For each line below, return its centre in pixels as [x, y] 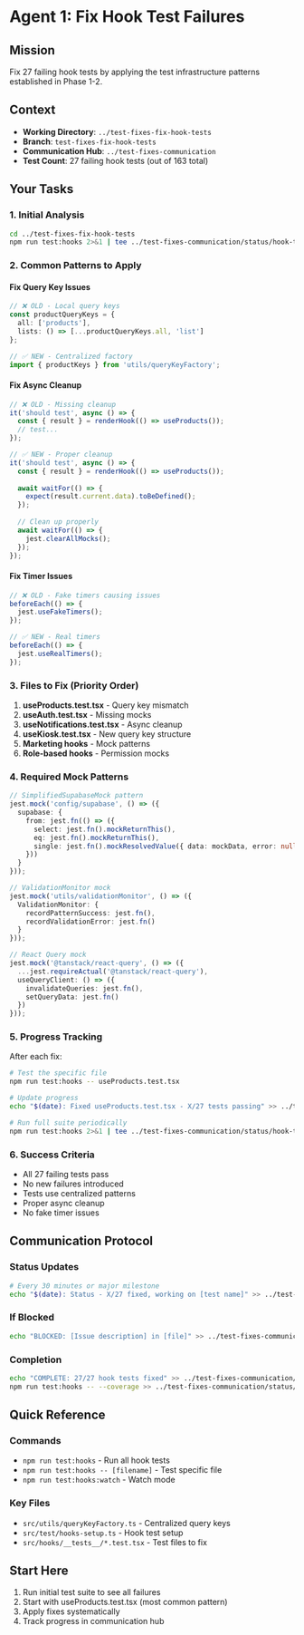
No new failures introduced [73, 1184]
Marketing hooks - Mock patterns [86, 743]
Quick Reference [57, 1415]
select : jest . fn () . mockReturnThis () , [104, 829]
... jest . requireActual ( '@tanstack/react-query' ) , [113, 972]
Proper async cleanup [64, 1203]
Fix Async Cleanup [46, 385]
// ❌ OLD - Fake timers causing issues [85, 595]
